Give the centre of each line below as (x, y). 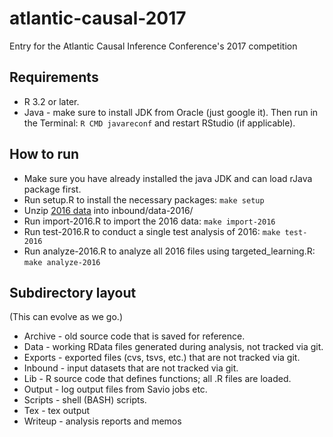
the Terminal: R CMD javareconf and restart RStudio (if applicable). (159, 123)
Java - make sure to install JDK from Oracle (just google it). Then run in (171, 112)
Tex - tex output (57, 411)
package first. (52, 189)
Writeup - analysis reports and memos (102, 421)
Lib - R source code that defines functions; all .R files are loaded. (157, 379)
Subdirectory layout (73, 292)
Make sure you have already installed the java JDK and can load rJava (168, 178)
